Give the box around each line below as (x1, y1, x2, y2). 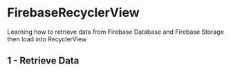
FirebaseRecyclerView (7, 5, 140, 21)
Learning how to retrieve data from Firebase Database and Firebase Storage (7, 28, 225, 36)
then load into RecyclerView (7, 34, 87, 43)
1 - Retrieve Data (7, 55, 80, 67)
